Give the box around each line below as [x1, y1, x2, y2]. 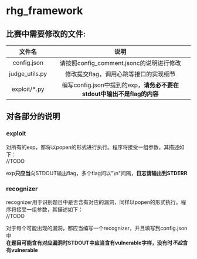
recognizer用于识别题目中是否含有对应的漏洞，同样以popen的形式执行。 [6, 198, 181, 206]
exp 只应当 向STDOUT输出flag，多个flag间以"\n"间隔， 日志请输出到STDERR [6, 169, 188, 176]
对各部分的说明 [6, 111, 60, 121]
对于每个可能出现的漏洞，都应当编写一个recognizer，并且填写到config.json [6, 224, 188, 231]
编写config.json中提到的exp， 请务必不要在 [62, 81, 179, 89]
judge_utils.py [9, 70, 47, 77]
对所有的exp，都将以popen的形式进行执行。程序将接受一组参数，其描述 [6, 144, 180, 151]
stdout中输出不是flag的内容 [81, 90, 159, 98]
